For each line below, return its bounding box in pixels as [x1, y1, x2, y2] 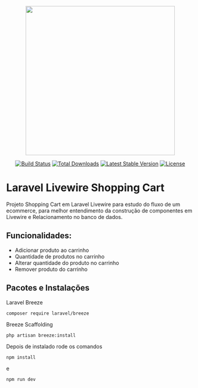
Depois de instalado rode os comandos [6, 343, 103, 350]
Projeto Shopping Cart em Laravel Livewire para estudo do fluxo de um [6, 201, 181, 208]
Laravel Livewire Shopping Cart [6, 181, 165, 195]
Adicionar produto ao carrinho [14, 247, 89, 254]
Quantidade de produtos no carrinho [14, 252, 105, 260]
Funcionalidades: [6, 230, 72, 241]
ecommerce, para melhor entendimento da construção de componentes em [6, 207, 193, 214]
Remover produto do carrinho [14, 266, 88, 273]
